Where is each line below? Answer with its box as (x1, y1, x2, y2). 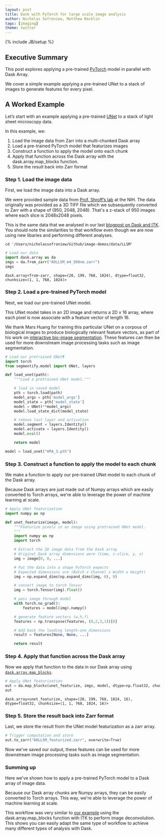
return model (14, 440, 41, 445)
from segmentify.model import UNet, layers (5, 363, 96, 368)
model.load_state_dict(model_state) (14, 409, 89, 414)
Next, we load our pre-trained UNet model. (5, 300, 92, 306)
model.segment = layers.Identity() (14, 422, 87, 427)
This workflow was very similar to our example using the (5, 810, 119, 816)
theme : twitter (5, 26, 36, 30)
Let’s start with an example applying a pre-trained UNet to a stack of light (5, 113, 153, 119)
